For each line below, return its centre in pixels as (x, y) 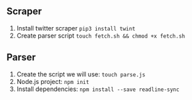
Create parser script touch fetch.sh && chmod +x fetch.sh (101, 35)
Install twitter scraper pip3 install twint (76, 28)
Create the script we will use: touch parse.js (81, 74)
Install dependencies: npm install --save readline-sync (98, 89)
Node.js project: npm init (53, 81)
